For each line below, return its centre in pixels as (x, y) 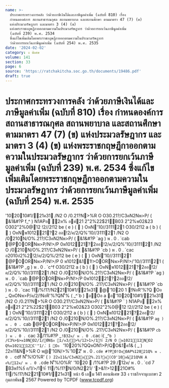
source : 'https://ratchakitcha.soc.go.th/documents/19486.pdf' (73, 72)
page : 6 (13, 67)
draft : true (18, 76)
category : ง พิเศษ (23, 52)
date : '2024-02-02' (26, 48)
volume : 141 (18, 57)
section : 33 (18, 62)
